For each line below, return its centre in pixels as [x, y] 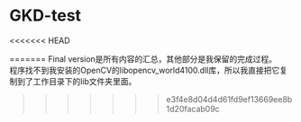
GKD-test [46, 16]
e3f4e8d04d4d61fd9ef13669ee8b [229, 99]
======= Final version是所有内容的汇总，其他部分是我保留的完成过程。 [143, 58]
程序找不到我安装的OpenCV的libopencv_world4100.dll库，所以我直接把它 [145, 70]
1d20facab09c [193, 109]
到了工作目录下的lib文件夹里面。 [77, 81]
